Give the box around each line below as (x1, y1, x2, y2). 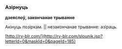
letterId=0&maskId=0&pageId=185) (5, 38, 76, 44)
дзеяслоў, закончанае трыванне (5, 15, 75, 21)
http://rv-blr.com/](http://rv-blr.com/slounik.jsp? (6, 33, 103, 39)
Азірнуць (5, 4, 28, 11)
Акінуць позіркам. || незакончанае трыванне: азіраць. (5, 24, 118, 30)
